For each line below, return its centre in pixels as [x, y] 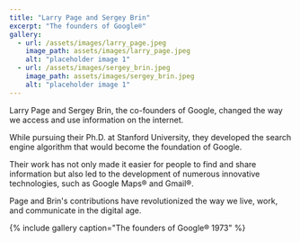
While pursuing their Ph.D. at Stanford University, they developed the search [150, 137]
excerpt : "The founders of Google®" [78, 26]
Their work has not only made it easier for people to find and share [133, 164]
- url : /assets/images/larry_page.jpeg [92, 43]
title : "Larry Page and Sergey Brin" [80, 18]
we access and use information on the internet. [97, 120]
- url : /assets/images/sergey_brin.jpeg [94, 68]
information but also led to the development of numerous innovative [135, 174]
